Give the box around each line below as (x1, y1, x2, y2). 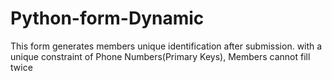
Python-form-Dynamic (10, 7, 205, 30)
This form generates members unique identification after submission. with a (10, 40, 323, 52)
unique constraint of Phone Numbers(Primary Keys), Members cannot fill (10, 50, 311, 62)
